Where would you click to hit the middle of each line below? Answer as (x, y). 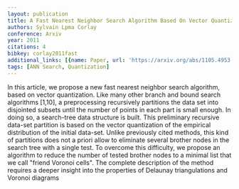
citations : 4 (27, 47)
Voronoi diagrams (33, 178)
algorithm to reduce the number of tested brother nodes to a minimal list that (119, 155)
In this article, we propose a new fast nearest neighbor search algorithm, (114, 87)
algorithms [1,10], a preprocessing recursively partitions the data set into (113, 102)
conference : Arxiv (34, 34)
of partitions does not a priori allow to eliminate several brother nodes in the (118, 140)
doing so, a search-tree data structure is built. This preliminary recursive (113, 117)
